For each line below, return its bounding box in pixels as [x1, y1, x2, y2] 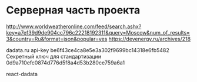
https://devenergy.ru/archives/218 [108, 35, 191, 42]
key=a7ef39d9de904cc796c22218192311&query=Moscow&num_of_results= [6, 29, 190, 36]
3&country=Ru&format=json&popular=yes [6, 35, 108, 42]
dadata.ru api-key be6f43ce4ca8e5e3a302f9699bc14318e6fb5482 [6, 46, 169, 53]
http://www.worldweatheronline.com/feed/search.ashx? [6, 23, 142, 30]
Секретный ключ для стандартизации [6, 53, 102, 60]
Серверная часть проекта [6, 4, 141, 17]
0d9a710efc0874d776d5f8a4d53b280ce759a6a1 [6, 59, 125, 66]
